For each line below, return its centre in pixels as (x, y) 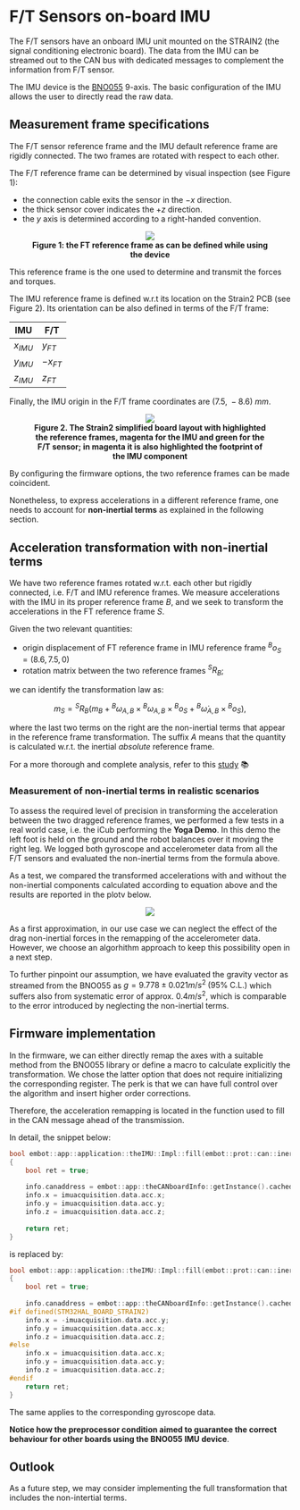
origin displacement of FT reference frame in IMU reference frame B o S (152, 648)
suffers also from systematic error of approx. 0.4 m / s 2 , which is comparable (148, 995)
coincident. (30, 483)
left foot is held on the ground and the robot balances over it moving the (142, 839)
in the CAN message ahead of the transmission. (97, 1120)
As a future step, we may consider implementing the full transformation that (148, 1489)
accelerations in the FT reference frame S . (87, 612)
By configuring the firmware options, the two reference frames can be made (150, 474)
